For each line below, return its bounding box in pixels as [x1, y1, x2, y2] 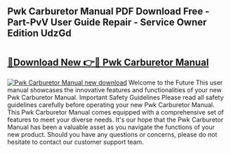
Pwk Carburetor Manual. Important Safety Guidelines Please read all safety [7, 94, 224, 101]
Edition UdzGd [7, 27, 72, 39]
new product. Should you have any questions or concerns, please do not [7, 131, 218, 138]
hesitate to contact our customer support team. [7, 138, 144, 146]
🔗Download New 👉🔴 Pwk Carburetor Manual [7, 56, 209, 68]
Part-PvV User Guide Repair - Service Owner [7, 17, 207, 29]
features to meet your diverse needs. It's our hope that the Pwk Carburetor [7, 115, 223, 124]
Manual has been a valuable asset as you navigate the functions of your [7, 123, 216, 131]
